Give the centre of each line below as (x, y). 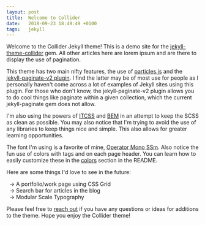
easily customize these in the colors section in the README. (82, 161)
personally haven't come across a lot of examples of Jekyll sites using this (100, 85)
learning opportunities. (35, 135)
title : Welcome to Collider (43, 18)
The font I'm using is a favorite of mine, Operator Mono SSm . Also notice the (102, 147)
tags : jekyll (26, 29)
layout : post (23, 12)
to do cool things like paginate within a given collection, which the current (99, 97)
